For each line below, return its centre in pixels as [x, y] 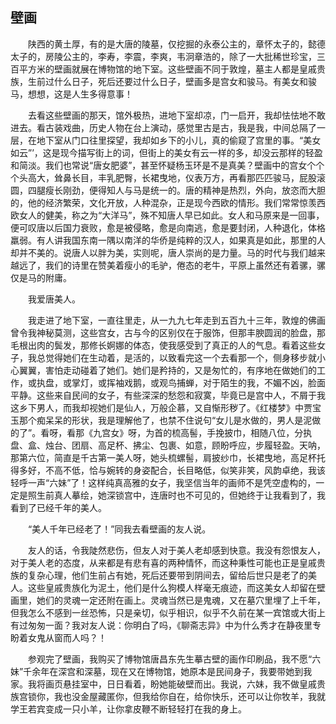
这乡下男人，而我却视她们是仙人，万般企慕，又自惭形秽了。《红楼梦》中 [157, 407]
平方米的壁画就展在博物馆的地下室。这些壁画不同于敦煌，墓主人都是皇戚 [167, 69]
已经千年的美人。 [71, 507]
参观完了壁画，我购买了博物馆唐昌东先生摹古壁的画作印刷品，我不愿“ [170, 659]
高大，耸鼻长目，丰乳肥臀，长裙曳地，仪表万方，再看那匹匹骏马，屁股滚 [176, 177]
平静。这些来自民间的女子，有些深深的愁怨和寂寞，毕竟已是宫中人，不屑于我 [168, 395]
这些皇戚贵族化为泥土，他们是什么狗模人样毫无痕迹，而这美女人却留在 [172, 587]
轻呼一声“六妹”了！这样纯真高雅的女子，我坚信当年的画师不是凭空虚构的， [163, 482]
